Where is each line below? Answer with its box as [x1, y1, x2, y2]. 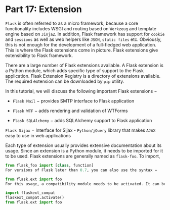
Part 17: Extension [5, 4, 82, 15]
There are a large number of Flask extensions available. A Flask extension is [5, 62, 163, 68]
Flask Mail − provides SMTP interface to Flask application [12, 97, 135, 104]
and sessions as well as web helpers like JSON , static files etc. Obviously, [5, 36, 162, 42]
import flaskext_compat [5, 190, 56, 195]
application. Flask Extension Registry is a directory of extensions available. [5, 73, 161, 79]
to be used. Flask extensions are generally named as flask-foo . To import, [5, 153, 160, 159]
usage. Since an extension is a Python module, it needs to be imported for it [5, 147, 163, 153]
